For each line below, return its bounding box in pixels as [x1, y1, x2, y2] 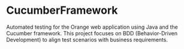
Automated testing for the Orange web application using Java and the [6, 23, 178, 30]
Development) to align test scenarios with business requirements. [6, 36, 168, 43]
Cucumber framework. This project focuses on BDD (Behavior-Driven [6, 29, 178, 36]
